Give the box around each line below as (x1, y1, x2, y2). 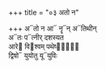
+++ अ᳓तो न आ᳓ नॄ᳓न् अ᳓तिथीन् (8, 24, 97, 33)
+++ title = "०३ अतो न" (8, 8, 79, 17)
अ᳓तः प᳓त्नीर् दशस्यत (8, 33, 65, 42)
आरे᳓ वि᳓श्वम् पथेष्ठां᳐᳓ (8, 42, 79, 51)
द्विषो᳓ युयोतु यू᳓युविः (8, 51, 58, 60)
